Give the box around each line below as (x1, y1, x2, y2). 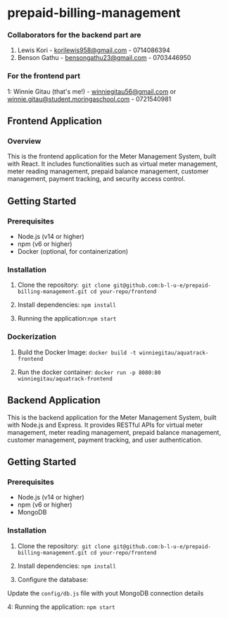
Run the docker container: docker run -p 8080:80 (17, 368, 161, 376)
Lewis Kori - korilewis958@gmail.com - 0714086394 (17, 46, 170, 54)
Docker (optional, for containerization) (17, 247, 129, 256)
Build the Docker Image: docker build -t (17, 347, 137, 357)
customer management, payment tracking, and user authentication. (7, 435, 203, 444)
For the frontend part (7, 71, 81, 81)
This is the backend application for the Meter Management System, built (7, 413, 217, 421)
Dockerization (7, 332, 57, 342)
